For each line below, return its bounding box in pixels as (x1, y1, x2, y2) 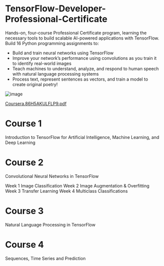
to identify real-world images (12, 60, 72, 66)
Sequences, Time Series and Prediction (5, 255, 86, 261)
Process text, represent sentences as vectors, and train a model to (12, 76, 149, 82)
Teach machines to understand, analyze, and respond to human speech (12, 65, 159, 72)
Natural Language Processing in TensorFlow (5, 222, 96, 227)
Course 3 (5, 206, 44, 217)
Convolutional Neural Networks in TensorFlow (5, 173, 99, 179)
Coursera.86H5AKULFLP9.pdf (5, 100, 67, 106)
